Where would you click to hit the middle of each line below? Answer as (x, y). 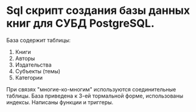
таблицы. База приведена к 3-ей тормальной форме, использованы (95, 96)
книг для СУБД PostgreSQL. (80, 23)
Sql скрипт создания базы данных (98, 11)
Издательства (33, 65)
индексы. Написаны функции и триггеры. (60, 102)
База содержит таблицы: (39, 40)
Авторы (25, 58)
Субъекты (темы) (38, 71)
